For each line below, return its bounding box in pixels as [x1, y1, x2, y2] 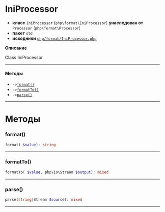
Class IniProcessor [5, 54, 43, 60]
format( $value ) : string [5, 142, 56, 147]
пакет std [12, 30, 33, 36]
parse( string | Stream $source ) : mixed [5, 197, 82, 202]
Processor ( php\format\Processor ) [12, 25, 81, 30]
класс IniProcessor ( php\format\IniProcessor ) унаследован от [12, 20, 143, 26]
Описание [5, 45, 27, 51]
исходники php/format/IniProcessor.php [12, 35, 97, 41]
